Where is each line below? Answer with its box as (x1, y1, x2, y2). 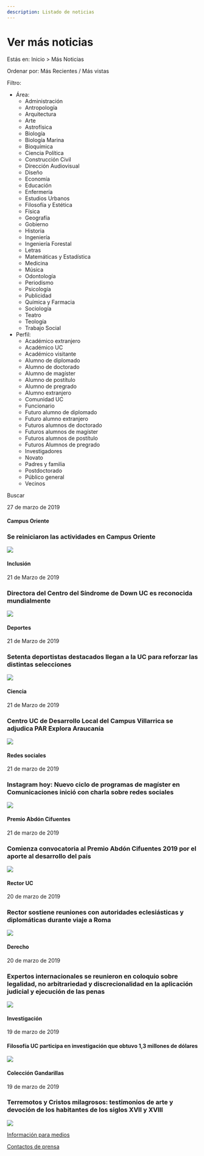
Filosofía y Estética (24, 201, 72, 208)
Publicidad (24, 292, 52, 299)
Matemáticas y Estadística (24, 253, 91, 260)
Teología (24, 318, 47, 325)
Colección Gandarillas (7, 1069, 65, 1077)
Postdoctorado (24, 467, 63, 474)
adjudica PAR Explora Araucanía (7, 724, 104, 733)
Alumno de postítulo (24, 376, 76, 383)
